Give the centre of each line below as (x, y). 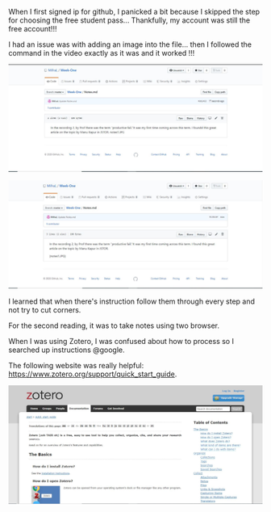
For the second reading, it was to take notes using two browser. (114, 325)
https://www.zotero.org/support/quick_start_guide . (93, 374)
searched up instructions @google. (67, 350)
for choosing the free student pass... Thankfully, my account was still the (129, 20)
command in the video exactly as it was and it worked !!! (102, 53)
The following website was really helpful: (76, 365)
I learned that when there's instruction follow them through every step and (132, 301)
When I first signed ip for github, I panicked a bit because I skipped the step (134, 12)
